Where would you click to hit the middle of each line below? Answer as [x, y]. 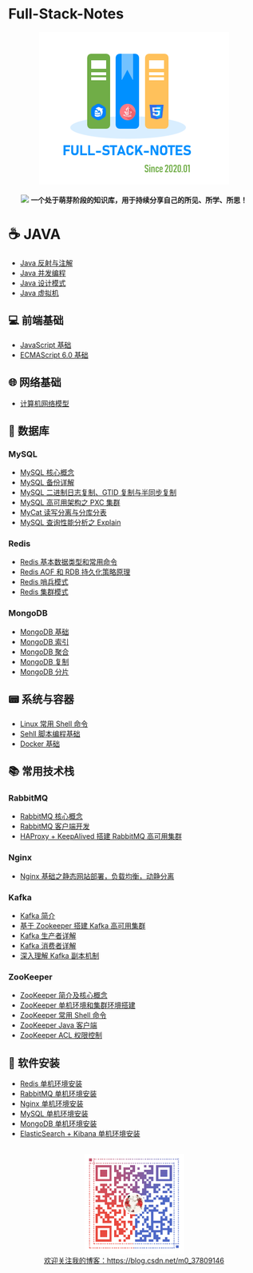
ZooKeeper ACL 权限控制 [61, 1036]
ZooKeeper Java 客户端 [58, 1025]
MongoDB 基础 [44, 632]
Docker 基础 [40, 744]
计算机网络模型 [44, 403]
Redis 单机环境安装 [51, 1083]
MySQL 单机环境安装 [54, 1113]
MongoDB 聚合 [44, 652]
